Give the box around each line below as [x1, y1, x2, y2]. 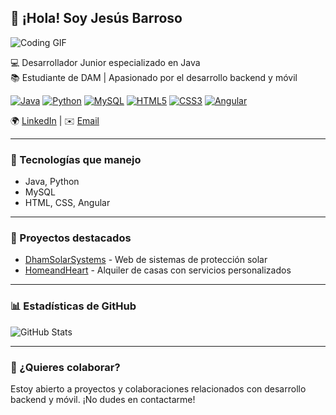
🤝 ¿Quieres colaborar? [10, 360, 121, 374]
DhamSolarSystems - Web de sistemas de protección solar [24, 254, 268, 266]
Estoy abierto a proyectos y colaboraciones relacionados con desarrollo [10, 383, 307, 395]
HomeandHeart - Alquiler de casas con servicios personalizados [24, 264, 292, 276]
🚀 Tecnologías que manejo [10, 152, 142, 166]
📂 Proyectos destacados [10, 231, 132, 245]
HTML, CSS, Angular [24, 197, 111, 209]
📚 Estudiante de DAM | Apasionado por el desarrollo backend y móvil [10, 71, 298, 83]
